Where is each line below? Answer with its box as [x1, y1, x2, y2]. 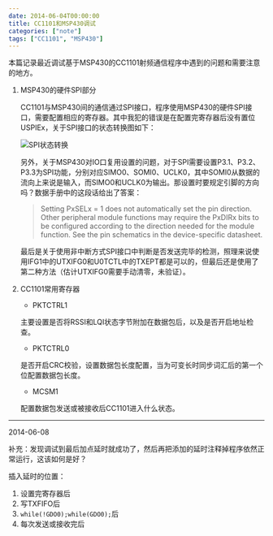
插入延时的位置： [8, 472, 66, 482]
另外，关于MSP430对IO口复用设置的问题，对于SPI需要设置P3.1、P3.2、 [19, 158, 260, 167]
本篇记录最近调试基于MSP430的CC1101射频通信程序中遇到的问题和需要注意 [8, 58, 261, 67]
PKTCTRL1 [32, 300, 67, 310]
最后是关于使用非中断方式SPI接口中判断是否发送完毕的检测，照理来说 [19, 247, 253, 257]
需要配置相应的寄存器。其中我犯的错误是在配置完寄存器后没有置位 [34, 113, 256, 123]
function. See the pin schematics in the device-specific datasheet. [40, 230, 262, 240]
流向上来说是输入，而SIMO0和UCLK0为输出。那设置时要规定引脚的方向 [19, 178, 260, 188]
